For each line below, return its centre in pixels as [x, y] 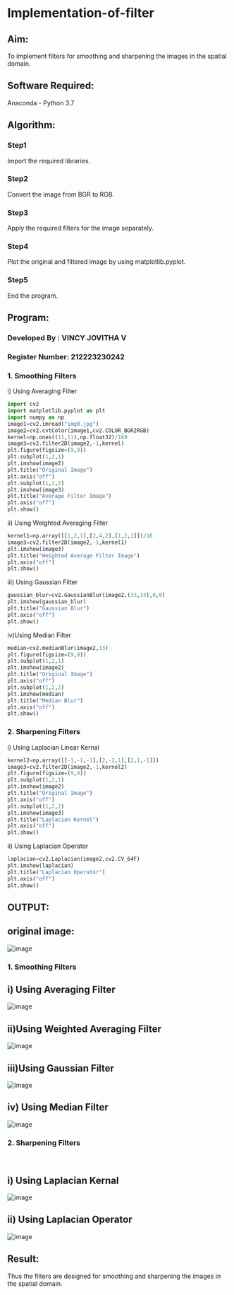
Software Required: [51, 86]
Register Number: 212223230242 [66, 356]
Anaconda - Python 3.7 [41, 103]
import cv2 [23, 405]
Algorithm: [31, 125]
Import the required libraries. [49, 161]
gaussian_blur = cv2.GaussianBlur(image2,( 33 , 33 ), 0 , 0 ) [86, 596]
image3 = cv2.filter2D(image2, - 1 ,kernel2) [68, 767]
